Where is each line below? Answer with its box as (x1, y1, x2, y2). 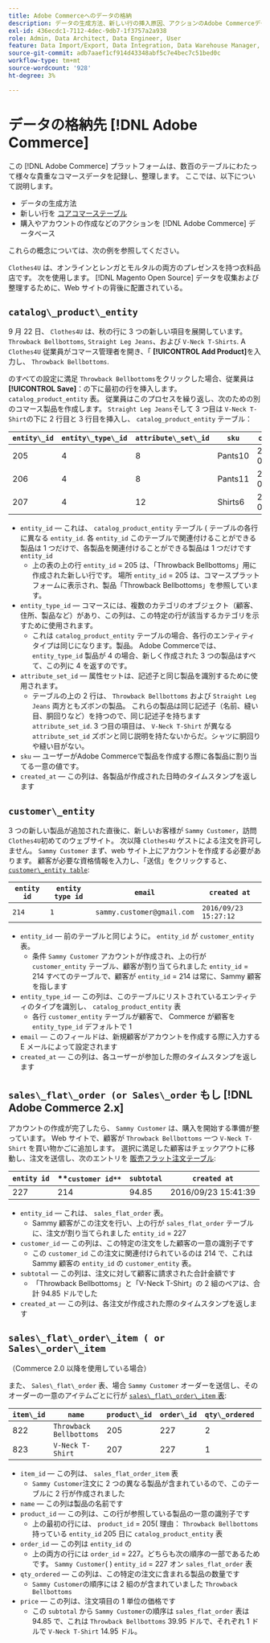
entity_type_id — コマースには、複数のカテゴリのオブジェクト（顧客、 (19, 601, 258, 610)
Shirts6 (217, 496, 245, 507)
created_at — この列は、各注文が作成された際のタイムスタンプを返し (19, 1299, 251, 1308)
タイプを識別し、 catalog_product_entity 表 (34, 1002, 182, 1012)
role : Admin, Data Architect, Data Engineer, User (8, 34, 182, 43)
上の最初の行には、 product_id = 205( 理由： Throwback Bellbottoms (31, 1518, 259, 1528)
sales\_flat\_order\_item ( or (8, 1333, 166, 1344)
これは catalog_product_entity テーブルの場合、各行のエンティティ (31, 631, 256, 640)
